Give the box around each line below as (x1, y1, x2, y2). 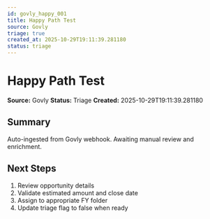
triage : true (7, 29, 45, 37)
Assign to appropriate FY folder (17, 196, 108, 204)
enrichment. (7, 142, 42, 150)
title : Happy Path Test (7, 17, 77, 24)
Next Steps (7, 162, 57, 175)
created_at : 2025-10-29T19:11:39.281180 (7, 36, 127, 43)
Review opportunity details (17, 181, 95, 190)
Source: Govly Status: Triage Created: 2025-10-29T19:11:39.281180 (7, 96, 204, 104)
